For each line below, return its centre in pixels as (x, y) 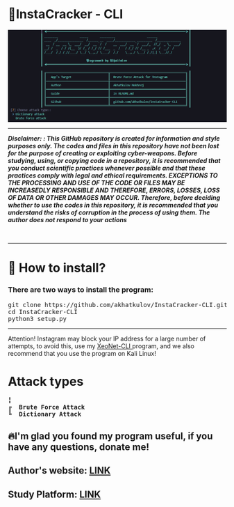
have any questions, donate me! (79, 447)
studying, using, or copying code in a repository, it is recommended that (114, 161)
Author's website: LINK (59, 470)
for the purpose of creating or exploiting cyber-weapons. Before (103, 153)
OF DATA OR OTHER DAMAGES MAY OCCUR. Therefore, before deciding (114, 198)
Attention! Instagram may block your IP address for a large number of (107, 338)
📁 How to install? (57, 268)
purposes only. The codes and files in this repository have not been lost (114, 146)
